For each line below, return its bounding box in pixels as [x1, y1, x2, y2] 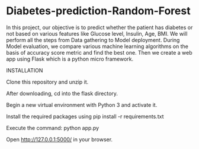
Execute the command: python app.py [6, 124, 99, 131]
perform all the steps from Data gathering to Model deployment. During [6, 36, 180, 43]
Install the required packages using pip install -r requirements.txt [6, 113, 164, 120]
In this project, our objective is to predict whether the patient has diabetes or [6, 24, 193, 31]
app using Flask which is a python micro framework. [6, 55, 134, 62]
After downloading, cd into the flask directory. [6, 90, 118, 97]
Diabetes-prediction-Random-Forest [6, 4, 191, 18]
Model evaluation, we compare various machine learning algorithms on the [6, 43, 188, 50]
